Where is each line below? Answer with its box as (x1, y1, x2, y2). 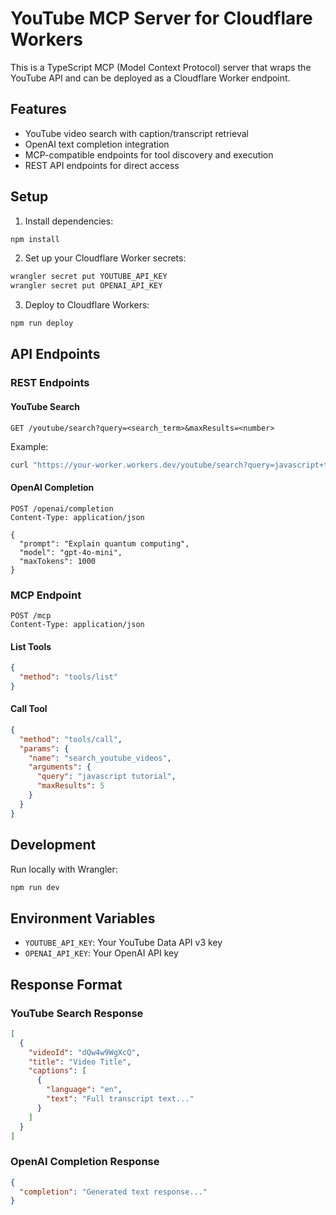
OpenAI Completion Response (10, 1155, 160, 1169)
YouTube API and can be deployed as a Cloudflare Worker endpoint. (10, 72, 291, 84)
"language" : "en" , (46, 1085, 123, 1095)
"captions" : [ (28, 1066, 87, 1076)
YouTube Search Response (10, 1006, 144, 1020)
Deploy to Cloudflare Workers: (24, 299, 150, 311)
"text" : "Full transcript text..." (46, 1094, 195, 1104)
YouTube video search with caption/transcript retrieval (24, 127, 249, 139)
